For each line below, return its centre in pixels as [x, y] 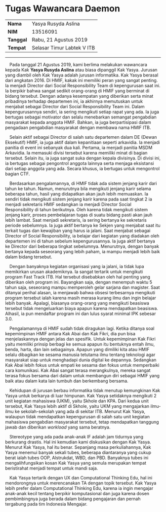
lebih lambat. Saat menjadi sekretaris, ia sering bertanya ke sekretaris [76, 220]
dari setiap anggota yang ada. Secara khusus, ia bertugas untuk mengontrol [82, 168]
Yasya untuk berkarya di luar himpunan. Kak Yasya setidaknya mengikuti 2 [81, 395]
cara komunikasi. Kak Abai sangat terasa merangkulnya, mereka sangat [78, 370]
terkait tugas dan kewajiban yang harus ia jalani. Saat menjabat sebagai [78, 231]
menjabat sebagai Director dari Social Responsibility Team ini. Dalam [75, 106]
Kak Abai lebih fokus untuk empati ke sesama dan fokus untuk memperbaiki [82, 365]
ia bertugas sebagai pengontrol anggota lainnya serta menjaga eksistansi [80, 163]
